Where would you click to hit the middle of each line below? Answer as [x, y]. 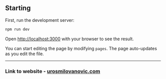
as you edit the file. [25, 54]
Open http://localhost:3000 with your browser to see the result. [70, 39]
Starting [18, 8]
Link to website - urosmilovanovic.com [53, 71]
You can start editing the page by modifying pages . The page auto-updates [81, 48]
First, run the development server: [40, 20]
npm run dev [17, 29]
